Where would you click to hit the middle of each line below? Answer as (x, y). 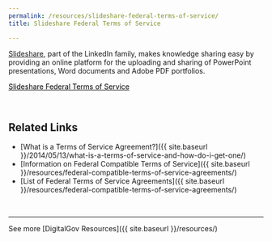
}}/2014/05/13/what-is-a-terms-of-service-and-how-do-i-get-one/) (133, 155)
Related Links (43, 127)
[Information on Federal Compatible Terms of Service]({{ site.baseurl (135, 164)
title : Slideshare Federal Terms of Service (85, 23)
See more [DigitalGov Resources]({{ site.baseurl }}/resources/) (113, 229)
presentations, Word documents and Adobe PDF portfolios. (107, 70)
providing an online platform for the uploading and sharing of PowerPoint (130, 62)
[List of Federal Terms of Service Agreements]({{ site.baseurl (122, 181)
